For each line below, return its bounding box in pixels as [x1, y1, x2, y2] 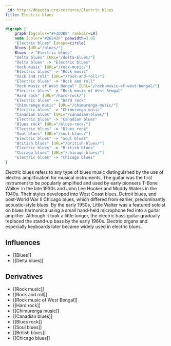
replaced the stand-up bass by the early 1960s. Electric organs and [5, 218, 148, 224]
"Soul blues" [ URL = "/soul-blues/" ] [14, 131, 91, 136]
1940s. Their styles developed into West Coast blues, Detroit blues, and [5, 191, 157, 197]
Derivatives [5, 272, 43, 281]
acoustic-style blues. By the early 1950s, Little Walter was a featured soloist [5, 201, 166, 208]
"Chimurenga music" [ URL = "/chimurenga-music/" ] [14, 103, 118, 108]
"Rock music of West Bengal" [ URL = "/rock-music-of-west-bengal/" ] [14, 84, 160, 89]
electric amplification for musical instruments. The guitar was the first [5, 174, 153, 180]
